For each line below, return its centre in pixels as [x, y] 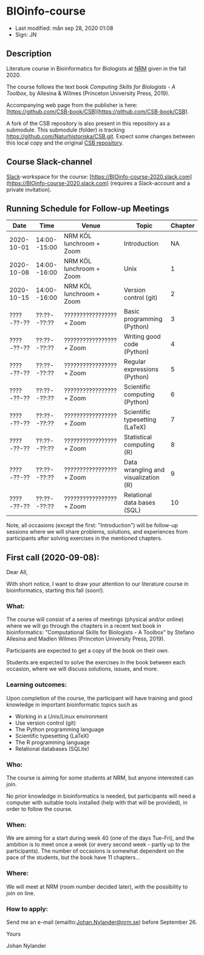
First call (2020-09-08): [53, 557]
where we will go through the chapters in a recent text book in [84, 626]
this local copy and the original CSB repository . [65, 143]
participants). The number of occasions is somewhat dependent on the [95, 851]
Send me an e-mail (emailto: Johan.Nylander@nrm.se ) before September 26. [102, 922]
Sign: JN [26, 34]
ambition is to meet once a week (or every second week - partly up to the [98, 845]
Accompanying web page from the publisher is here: [72, 105]
